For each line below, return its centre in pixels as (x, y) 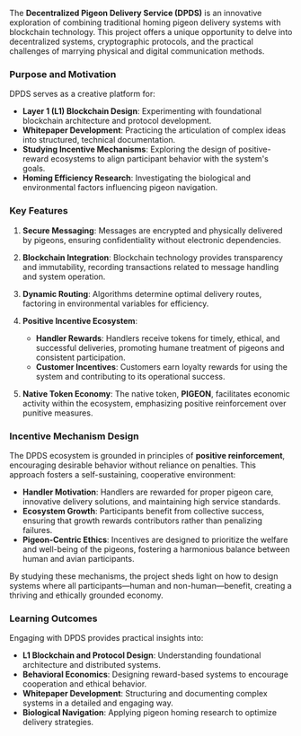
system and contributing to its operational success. (131, 376)
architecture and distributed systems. (92, 665)
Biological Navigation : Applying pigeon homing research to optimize (149, 713)
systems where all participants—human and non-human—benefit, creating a (150, 585)
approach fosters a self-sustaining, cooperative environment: (123, 474)
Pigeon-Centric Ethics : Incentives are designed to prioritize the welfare (155, 539)
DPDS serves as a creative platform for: (82, 94)
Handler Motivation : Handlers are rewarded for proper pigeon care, (148, 492)
